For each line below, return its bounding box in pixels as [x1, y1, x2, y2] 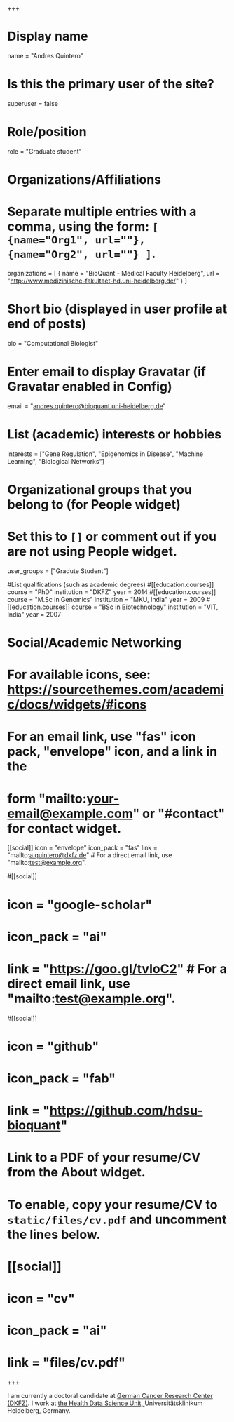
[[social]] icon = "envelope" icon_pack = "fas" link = [7, 843, 158, 852]
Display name [7, 29, 88, 44]
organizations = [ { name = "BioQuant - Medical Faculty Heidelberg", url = [7, 269, 220, 277]
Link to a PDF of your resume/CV [7, 1150, 201, 1165]
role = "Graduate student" [7, 147, 82, 155]
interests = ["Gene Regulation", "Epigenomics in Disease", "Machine [7, 450, 204, 458]
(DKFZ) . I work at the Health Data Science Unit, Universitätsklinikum [7, 1399, 203, 1407]
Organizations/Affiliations [7, 172, 162, 187]
